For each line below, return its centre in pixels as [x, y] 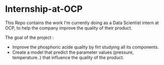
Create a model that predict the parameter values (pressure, [73, 52]
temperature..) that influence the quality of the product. [68, 57]
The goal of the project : [29, 37]
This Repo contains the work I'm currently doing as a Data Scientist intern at [82, 23]
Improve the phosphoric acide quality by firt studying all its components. [85, 47]
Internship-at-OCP [44, 9]
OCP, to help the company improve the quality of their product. [69, 28]
